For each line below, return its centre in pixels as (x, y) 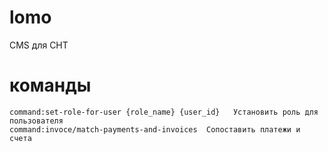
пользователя (36, 121)
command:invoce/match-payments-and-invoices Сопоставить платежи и (155, 129)
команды (50, 85)
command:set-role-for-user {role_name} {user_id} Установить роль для (164, 112)
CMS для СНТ (39, 45)
